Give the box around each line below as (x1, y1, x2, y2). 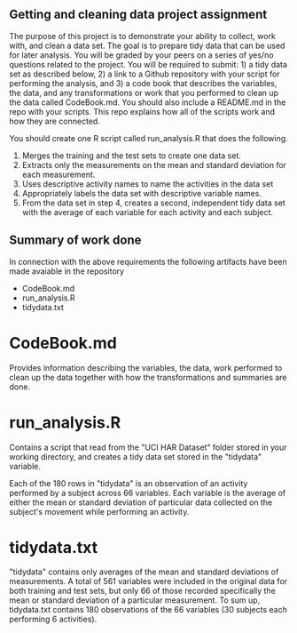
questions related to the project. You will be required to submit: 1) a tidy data (9, 59, 288, 69)
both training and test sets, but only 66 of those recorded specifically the (9, 586, 277, 597)
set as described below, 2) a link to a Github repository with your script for (9, 68, 281, 79)
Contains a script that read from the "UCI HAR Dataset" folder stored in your (9, 442, 287, 453)
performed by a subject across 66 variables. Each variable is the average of (9, 487, 286, 498)
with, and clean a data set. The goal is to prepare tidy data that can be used (9, 40, 285, 51)
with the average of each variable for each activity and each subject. (21, 206, 273, 217)
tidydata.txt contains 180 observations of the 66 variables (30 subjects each (9, 605, 288, 615)
